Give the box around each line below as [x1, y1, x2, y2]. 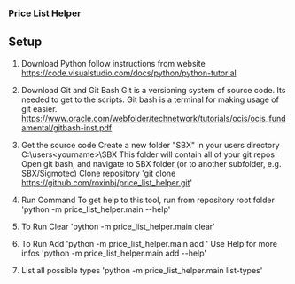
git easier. [20, 103, 58, 114]
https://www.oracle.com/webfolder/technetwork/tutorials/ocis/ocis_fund [20, 113, 286, 123]
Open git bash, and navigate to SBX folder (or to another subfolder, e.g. [20, 158, 282, 169]
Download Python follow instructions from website [20, 58, 206, 68]
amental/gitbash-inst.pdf [20, 122, 113, 133]
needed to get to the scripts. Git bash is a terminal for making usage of [20, 94, 280, 105]
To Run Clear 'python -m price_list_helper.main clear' [20, 221, 215, 232]
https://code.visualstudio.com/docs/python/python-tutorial [20, 67, 237, 78]
